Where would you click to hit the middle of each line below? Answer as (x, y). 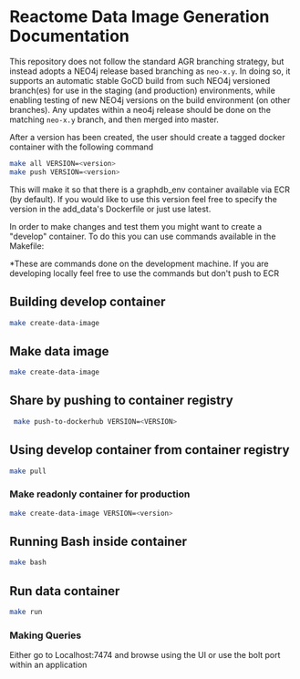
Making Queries (46, 635)
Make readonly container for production (100, 494)
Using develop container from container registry (150, 450)
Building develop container (88, 302)
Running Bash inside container (98, 541)
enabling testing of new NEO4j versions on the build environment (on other (150, 100)
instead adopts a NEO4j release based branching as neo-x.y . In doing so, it (150, 71)
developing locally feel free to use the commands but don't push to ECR (145, 273)
